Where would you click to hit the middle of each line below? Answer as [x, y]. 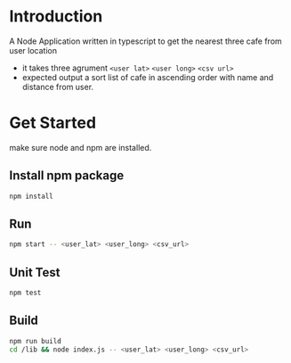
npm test [25, 293]
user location [33, 50]
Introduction [56, 16]
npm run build [36, 341]
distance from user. [58, 87]
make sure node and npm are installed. [81, 147]
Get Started [53, 123]
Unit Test [35, 272]
